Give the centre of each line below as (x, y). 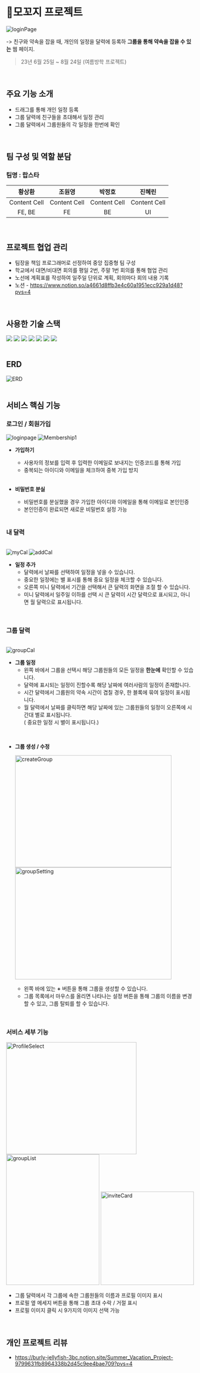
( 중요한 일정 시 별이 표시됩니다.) (61, 722)
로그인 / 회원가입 (29, 424)
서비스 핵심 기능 (33, 406)
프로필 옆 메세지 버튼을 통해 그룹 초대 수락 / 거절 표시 (76, 1303)
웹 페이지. (24, 49)
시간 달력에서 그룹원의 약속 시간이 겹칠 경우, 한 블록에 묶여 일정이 (99, 692)
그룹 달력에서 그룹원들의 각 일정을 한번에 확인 (67, 124)
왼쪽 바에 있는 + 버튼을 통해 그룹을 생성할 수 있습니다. (85, 989)
